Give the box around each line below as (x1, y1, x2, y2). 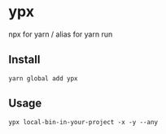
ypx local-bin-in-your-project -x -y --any (8, 118, 159, 126)
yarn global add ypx (8, 74, 79, 83)
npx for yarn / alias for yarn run (8, 29, 113, 39)
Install (8, 53, 41, 67)
